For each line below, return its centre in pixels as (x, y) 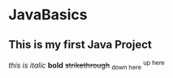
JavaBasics (48, 15)
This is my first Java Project (80, 45)
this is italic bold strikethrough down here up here (86, 65)
